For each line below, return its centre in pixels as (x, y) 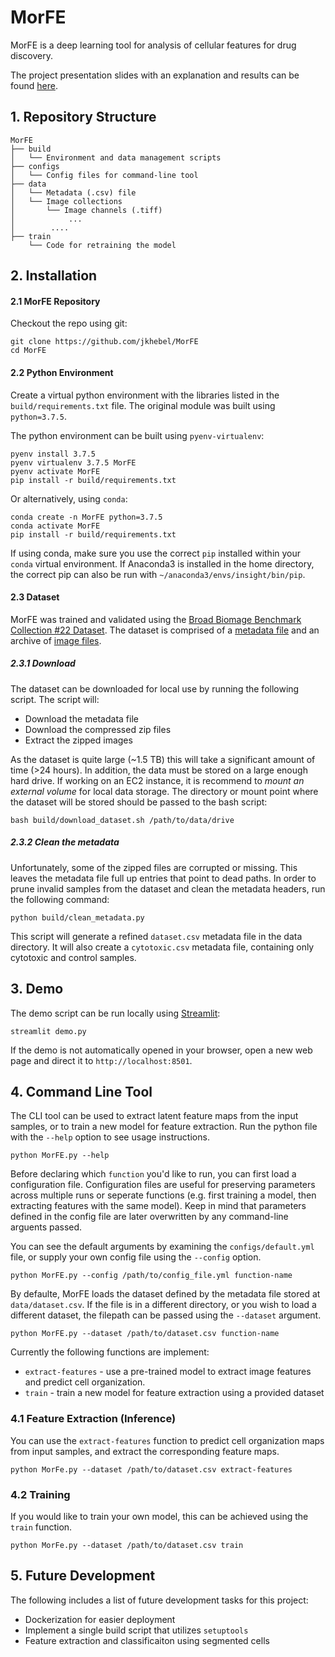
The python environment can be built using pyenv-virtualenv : (137, 435)
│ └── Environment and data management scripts (116, 157)
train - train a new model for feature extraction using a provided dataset (174, 1393)
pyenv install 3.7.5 (53, 454)
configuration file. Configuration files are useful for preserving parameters (163, 1185)
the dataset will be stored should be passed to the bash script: (139, 802)
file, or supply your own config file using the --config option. (136, 1257)
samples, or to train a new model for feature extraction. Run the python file (164, 1127)
